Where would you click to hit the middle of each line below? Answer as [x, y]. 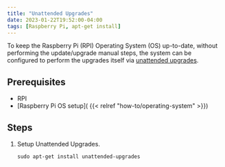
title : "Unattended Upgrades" [50, 13]
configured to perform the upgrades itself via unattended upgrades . [103, 60]
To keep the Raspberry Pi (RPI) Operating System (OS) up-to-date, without [113, 46]
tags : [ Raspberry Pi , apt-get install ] [64, 26]
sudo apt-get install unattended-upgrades [79, 157]
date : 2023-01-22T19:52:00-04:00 [55, 20]
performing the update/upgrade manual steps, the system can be [99, 53]
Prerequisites [36, 82]
